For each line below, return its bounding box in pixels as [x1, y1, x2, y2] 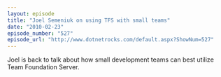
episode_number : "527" [7, 29, 73, 37]
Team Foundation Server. [7, 63, 80, 71]
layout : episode [7, 10, 55, 17]
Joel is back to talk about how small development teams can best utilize [7, 55, 215, 64]
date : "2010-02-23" [7, 23, 64, 30]
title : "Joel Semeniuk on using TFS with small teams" [7, 17, 171, 24]
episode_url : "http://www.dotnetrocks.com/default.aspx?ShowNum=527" [7, 36, 215, 43]
